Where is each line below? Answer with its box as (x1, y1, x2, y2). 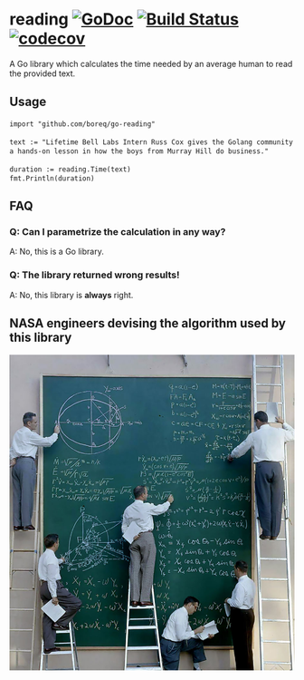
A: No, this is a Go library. (9, 246, 104, 257)
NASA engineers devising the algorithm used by (9, 316, 287, 331)
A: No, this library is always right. (9, 289, 134, 300)
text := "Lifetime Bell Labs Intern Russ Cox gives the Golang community (9, 137, 294, 147)
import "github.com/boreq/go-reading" (9, 119, 156, 129)
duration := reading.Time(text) (9, 164, 131, 174)
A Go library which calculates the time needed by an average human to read (9, 58, 293, 69)
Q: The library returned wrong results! (9, 268, 180, 281)
